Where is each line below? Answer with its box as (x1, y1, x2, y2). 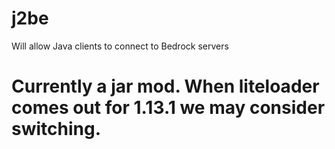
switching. (11, 118, 102, 141)
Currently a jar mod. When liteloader (11, 75, 320, 98)
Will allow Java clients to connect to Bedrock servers (11, 40, 229, 52)
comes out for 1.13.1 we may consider (11, 97, 326, 119)
